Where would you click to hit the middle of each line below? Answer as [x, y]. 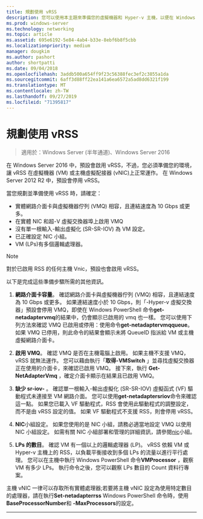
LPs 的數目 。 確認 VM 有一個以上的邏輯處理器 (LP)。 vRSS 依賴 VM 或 [102, 444]
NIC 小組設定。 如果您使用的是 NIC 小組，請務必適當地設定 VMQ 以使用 [103, 424]
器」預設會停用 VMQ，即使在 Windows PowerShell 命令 [84, 310]
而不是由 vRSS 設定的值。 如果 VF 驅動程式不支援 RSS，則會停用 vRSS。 [105, 411]
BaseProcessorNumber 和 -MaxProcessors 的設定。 [72, 503]
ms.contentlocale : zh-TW [37, 91]
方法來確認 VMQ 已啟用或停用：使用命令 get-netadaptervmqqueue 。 [107, 325]
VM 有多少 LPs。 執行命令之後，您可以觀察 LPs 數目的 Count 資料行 [99, 467]
